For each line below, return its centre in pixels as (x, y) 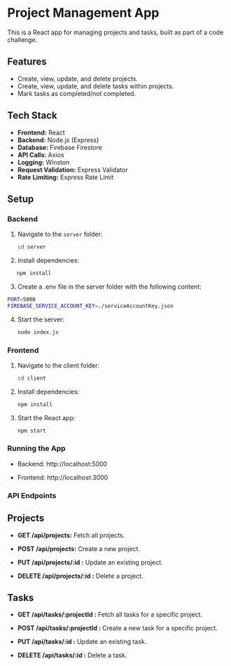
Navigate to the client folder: (58, 365)
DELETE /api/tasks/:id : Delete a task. (72, 655)
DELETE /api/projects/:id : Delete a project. (80, 576)
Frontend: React (41, 132)
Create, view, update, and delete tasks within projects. (96, 86)
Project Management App (83, 13)
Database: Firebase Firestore (60, 147)
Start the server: (41, 319)
